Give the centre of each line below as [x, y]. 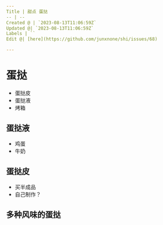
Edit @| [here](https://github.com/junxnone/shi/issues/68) [82, 39]
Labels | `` [21, 34]
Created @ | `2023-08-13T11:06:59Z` [51, 22]
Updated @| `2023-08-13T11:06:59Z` [50, 28]
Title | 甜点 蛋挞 [27, 12]
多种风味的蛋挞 [33, 215]
